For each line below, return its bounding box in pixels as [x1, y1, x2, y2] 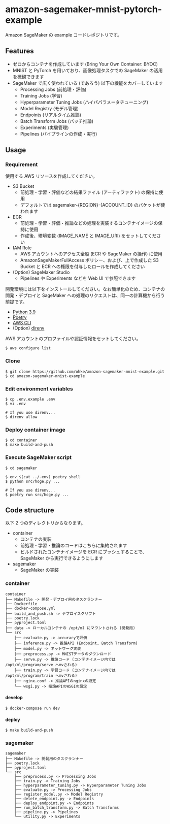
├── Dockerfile [5, 601, 38, 606]
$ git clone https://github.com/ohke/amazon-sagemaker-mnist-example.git [5, 369, 165, 374]
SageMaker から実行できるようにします [20, 555, 104, 562]
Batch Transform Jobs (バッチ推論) [20, 118, 94, 124]
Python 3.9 [12, 309, 36, 315]
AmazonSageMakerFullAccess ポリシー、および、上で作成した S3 [20, 257, 159, 263]
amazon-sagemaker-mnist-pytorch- [5, 4, 162, 15]
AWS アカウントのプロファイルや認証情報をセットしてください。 [5, 336, 141, 342]
